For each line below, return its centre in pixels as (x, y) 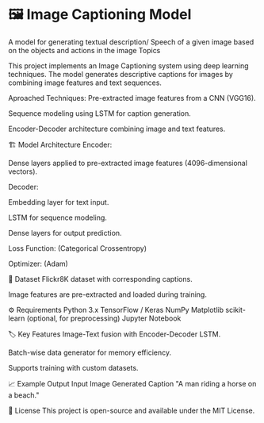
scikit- (235, 310)
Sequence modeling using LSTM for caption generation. (100, 113)
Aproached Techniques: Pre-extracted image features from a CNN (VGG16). (132, 98)
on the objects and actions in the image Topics (84, 50)
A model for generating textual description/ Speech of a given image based (131, 42)
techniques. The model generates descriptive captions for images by (121, 74)
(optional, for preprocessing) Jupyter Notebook (104, 318)
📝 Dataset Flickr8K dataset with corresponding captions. (100, 279)
